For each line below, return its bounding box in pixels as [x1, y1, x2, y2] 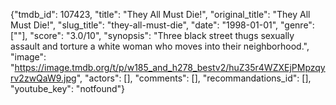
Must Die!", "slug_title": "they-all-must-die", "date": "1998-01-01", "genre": [10, 19, 315, 31]
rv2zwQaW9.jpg [10, 72, 77, 84]
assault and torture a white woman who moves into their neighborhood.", [10, 40, 310, 52]
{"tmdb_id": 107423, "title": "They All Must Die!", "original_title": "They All [10, 9, 311, 20]
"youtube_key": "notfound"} [10, 83, 126, 94]
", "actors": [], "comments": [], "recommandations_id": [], [76, 72, 312, 84]
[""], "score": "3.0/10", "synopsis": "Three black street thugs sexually [10, 30, 295, 41]
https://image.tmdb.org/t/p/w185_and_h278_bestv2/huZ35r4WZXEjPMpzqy [14, 62, 326, 73]
